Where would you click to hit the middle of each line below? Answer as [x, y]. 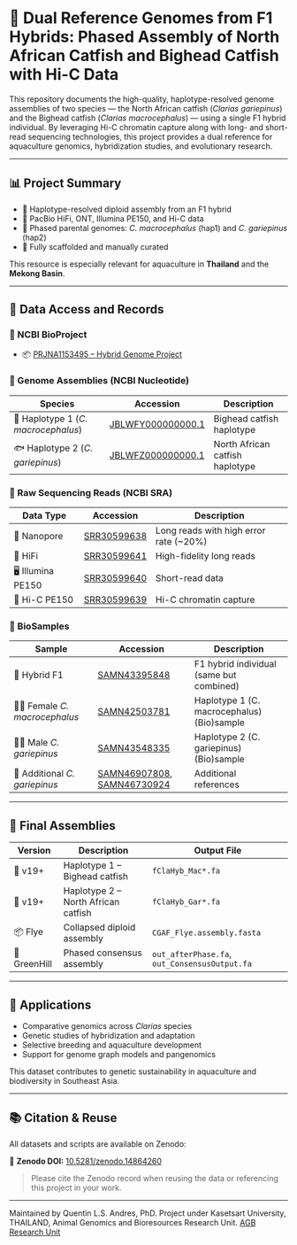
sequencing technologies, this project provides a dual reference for [150, 136]
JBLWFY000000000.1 [157, 424]
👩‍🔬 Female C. [41, 706]
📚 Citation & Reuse [63, 1118]
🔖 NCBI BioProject [48, 335]
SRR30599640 [115, 577]
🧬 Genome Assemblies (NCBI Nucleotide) [99, 381]
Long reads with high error [210, 530]
